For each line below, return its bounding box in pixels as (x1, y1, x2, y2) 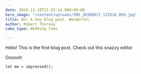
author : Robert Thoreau (5, 21, 56, 27)
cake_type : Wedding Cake (5, 26, 58, 31)
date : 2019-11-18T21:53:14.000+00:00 (5, 7, 85, 13)
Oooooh (5, 54, 22, 61)
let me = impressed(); (5, 64, 53, 69)
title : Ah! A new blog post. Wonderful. (5, 17, 92, 22)
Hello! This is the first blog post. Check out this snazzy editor (5, 45, 133, 51)
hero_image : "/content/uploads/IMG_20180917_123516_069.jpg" (5, 12, 137, 17)
